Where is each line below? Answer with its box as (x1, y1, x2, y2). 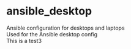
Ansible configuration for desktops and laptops (6, 24, 125, 31)
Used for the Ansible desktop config (6, 30, 98, 38)
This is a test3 (6, 37, 42, 44)
